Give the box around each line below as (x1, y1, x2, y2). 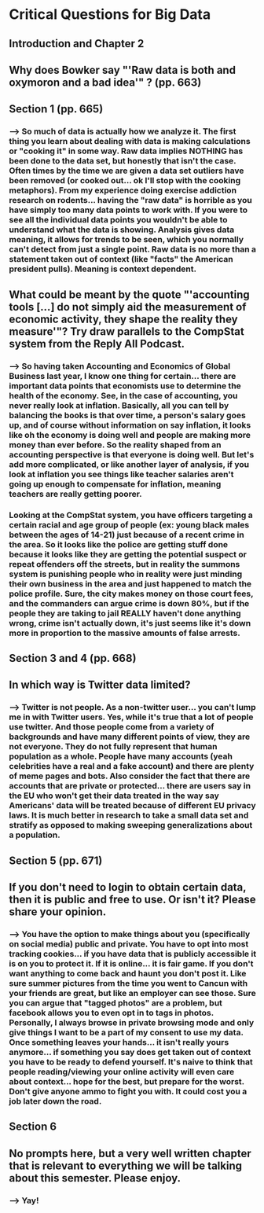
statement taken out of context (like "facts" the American (9, 254, 234, 265)
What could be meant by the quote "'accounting (9, 288, 250, 301)
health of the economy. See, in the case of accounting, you (9, 390, 238, 401)
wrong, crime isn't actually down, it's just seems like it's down (9, 617, 251, 628)
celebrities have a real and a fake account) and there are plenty (9, 761, 255, 772)
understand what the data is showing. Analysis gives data (9, 224, 235, 235)
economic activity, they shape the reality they (9, 312, 238, 325)
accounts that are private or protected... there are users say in (9, 781, 251, 792)
